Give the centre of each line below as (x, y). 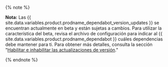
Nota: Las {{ (18, 17)
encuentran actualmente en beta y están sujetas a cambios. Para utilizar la (83, 28)
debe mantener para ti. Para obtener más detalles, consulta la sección (79, 44)
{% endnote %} (22, 60)
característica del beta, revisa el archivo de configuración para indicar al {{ (84, 33)
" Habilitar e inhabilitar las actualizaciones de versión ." (62, 50)
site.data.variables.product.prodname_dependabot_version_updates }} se (82, 23)
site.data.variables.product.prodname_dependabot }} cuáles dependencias (84, 39)
